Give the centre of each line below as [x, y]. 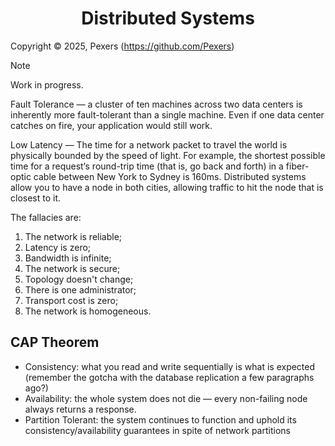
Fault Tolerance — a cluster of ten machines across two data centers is [156, 104]
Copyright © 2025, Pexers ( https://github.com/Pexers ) [122, 46]
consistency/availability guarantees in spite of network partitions [157, 430]
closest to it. [36, 198]
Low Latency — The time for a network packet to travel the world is [149, 144]
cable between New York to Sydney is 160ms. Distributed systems [170, 176]
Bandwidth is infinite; [68, 258]
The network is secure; [72, 268]
